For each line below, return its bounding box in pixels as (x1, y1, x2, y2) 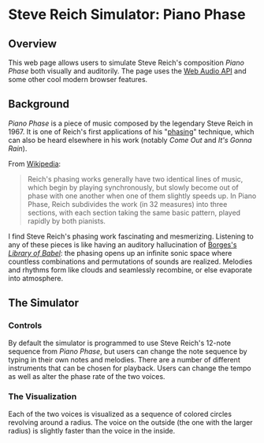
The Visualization (8, 391, 77, 402)
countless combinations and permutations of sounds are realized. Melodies (8, 257, 253, 266)
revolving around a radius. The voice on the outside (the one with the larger (8, 417, 254, 427)
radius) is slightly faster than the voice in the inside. (8, 426, 176, 435)
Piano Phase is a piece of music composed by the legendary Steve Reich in (8, 118, 254, 128)
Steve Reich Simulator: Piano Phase (8, 6, 246, 24)
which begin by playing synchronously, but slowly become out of (27, 182, 239, 192)
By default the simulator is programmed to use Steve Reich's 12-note (8, 338, 231, 347)
